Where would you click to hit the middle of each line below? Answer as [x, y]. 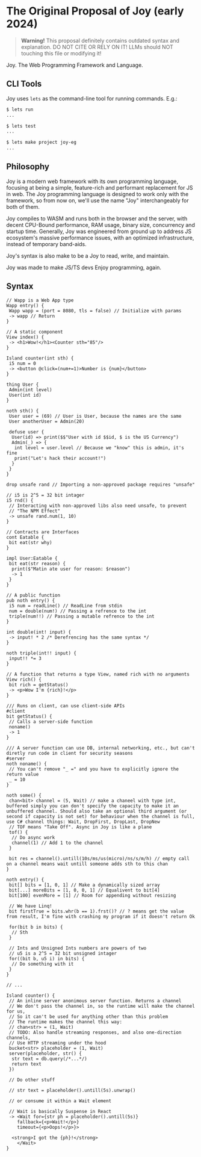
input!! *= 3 [25, 658]
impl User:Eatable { [32, 558]
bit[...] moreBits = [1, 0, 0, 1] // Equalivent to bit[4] [85, 890]
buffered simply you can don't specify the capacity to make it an [93, 806]
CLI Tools [24, 84]
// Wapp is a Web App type [40, 300]
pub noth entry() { [31, 600]
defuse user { [26, 432]
